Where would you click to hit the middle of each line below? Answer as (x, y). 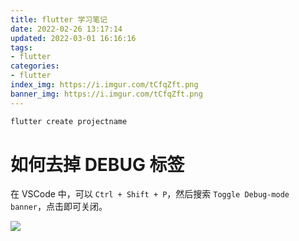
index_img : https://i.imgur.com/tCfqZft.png (104, 85)
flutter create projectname (69, 121)
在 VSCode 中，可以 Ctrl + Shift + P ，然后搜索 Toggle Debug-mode (150, 194)
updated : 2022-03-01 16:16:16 (73, 38)
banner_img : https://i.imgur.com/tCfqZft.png (106, 94)
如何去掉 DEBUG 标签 (97, 164)
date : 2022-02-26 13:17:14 (66, 29)
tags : (21, 47)
